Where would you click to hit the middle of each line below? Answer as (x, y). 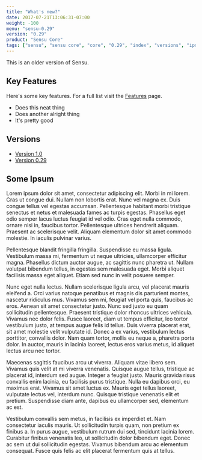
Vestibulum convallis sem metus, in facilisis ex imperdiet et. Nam (86, 419)
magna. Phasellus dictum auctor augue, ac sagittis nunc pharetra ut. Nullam (100, 263)
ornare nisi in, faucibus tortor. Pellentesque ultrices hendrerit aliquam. (93, 225)
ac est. (14, 407)
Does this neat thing (40, 107)
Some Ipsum (30, 179)
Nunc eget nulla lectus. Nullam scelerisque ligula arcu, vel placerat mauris (98, 287)
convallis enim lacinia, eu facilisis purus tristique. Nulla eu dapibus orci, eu (98, 382)
